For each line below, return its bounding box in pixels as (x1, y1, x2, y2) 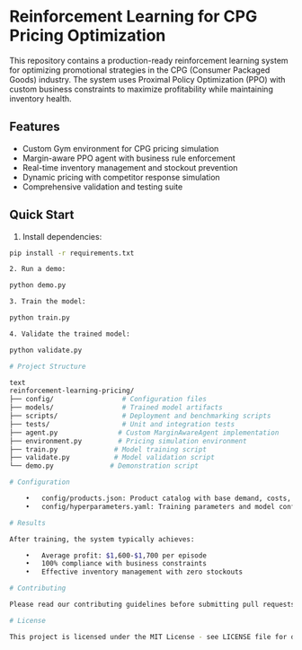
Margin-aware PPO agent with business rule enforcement (22, 153, 235, 163)
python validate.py (9, 346, 83, 355)
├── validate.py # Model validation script (9, 453, 216, 462)
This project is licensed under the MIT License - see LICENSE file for (9, 632, 288, 641)
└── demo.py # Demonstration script (9, 461, 200, 470)
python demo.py (9, 281, 67, 290)
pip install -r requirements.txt (9, 249, 135, 258)
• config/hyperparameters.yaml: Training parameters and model (25, 502, 276, 511)
